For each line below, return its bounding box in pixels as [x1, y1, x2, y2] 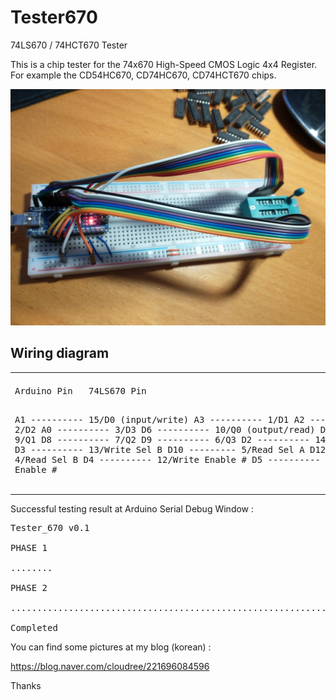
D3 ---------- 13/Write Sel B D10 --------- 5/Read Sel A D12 [14, 444, 327, 455]
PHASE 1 [10, 542, 48, 554]
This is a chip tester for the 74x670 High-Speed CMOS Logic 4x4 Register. [10, 58, 318, 70]
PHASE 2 [10, 582, 48, 594]
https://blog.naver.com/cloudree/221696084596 [10, 661, 210, 673]
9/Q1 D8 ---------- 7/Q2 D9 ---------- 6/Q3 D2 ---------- [14, 434, 311, 445]
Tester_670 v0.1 [10, 522, 90, 534]
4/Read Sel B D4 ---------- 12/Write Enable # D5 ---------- [14, 454, 321, 465]
